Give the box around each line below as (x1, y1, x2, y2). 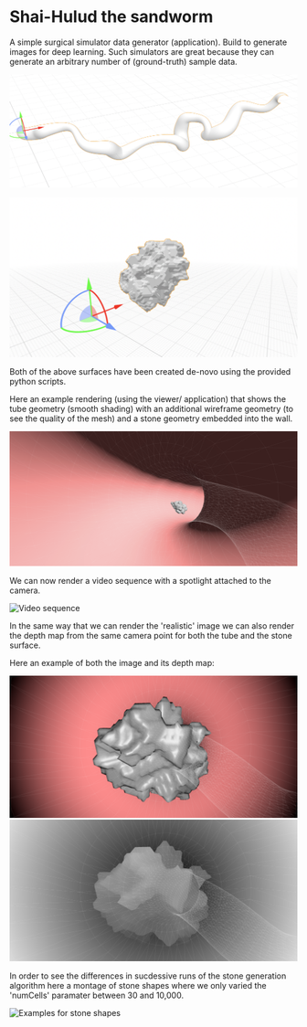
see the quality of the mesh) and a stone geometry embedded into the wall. (9, 413, 293, 424)
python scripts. (9, 376, 67, 387)
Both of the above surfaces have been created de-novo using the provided (9, 366, 291, 377)
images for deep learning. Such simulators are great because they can (9, 46, 275, 57)
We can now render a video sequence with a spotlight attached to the (9, 575, 271, 586)
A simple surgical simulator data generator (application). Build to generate (9, 37, 288, 48)
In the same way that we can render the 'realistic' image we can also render (9, 619, 295, 631)
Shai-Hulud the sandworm (9, 6, 214, 27)
